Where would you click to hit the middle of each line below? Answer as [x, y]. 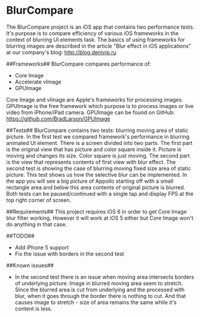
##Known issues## [30, 265]
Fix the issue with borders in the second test [69, 254]
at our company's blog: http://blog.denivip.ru [61, 52]
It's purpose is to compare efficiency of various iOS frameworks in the [93, 33]
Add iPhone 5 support [42, 247]
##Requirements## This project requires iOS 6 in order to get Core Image [96, 211]
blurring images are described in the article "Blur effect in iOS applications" [99, 46]
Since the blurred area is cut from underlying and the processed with [100, 290]
